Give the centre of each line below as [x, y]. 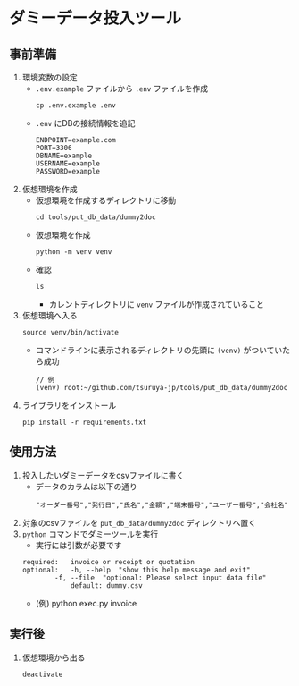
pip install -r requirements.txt [84, 422]
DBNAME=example [63, 156]
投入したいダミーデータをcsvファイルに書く [103, 475]
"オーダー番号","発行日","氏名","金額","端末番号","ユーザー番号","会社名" [162, 505]
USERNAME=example [68, 164]
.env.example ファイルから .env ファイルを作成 [121, 89]
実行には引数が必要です [79, 545]
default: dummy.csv [106, 585]
